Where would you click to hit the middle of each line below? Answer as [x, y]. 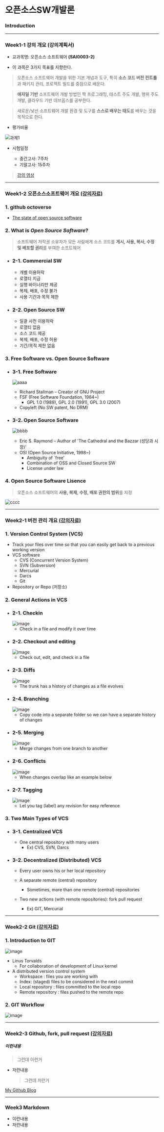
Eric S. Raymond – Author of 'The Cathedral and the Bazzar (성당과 [86, 441]
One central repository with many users [59, 842]
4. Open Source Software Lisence [46, 481]
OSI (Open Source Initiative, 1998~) [55, 453]
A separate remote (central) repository [58, 880]
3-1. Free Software [34, 372]
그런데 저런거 [37, 1080]
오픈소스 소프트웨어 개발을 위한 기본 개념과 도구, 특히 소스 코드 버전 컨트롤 [87, 77]
